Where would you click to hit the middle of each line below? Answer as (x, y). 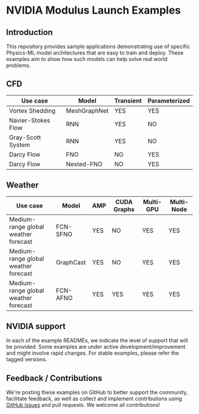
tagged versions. (27, 359)
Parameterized (169, 100)
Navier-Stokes (30, 120)
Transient (128, 100)
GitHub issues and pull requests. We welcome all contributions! (83, 405)
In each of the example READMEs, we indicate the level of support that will (97, 340)
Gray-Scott (25, 137)
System (20, 145)
